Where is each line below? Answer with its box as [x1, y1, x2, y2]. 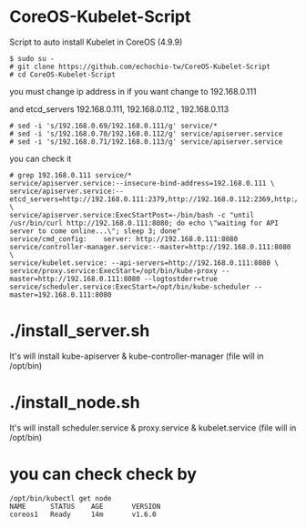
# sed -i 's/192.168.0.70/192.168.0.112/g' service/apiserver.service [9, 129, 283, 138]
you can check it [9, 153, 72, 164]
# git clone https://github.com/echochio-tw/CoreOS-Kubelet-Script [9, 62, 271, 71]
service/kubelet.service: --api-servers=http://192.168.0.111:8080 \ [9, 258, 280, 268]
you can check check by [9, 464, 198, 484]
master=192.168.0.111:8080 [9, 289, 112, 300]
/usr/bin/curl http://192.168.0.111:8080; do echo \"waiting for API [9, 218, 280, 228]
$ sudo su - [9, 54, 55, 63]
